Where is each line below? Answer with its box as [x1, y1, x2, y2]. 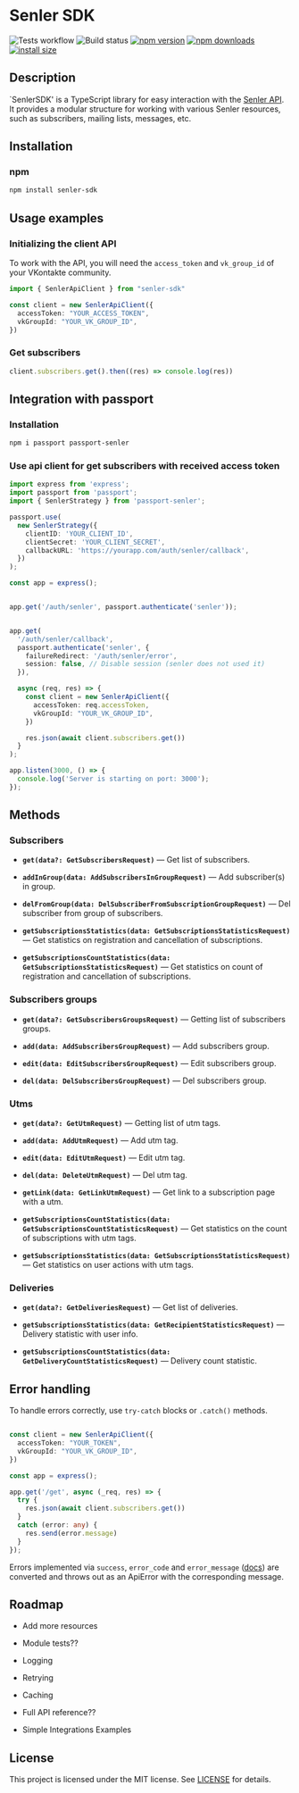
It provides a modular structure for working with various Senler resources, [9, 104, 281, 114]
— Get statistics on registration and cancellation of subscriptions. [21, 935, 263, 946]
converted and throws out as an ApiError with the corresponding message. [9, 1571, 284, 1581]
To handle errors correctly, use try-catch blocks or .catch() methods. [9, 1405, 268, 1416]
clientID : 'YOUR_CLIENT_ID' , [25, 529, 134, 538]
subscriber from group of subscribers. [21, 908, 163, 919]
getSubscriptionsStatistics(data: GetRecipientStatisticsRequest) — [21, 1319, 285, 1330]
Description [9, 71, 76, 86]
